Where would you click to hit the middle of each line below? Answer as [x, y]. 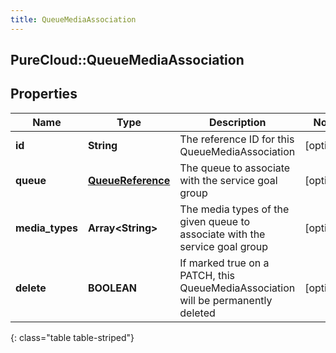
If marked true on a [224, 263]
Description [238, 122]
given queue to [215, 221]
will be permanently [226, 300]
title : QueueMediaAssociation [73, 19]
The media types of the [234, 209]
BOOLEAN [112, 288]
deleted [197, 313]
